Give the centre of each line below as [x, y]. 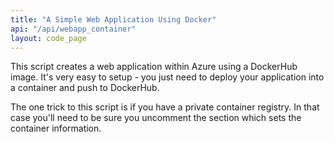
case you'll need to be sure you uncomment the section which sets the [156, 118]
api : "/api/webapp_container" [73, 29]
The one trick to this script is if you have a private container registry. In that [165, 107]
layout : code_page [48, 38]
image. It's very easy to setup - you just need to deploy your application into [167, 77]
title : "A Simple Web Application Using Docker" [113, 19]
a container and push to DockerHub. [85, 88]
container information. [56, 128]
